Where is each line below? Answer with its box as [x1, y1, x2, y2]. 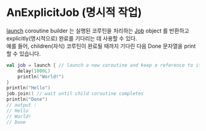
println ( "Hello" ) [6, 85, 51, 91]
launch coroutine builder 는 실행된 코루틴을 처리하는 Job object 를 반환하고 [6, 27, 189, 34]
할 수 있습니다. [6, 50, 41, 57]
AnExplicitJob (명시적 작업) [6, 6, 142, 20]
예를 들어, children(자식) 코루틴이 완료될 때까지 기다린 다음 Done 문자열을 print [6, 42, 196, 50]
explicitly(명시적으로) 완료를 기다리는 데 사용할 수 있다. [6, 34, 137, 42]
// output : [6, 102, 37, 108]
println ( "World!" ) [17, 73, 64, 80]
